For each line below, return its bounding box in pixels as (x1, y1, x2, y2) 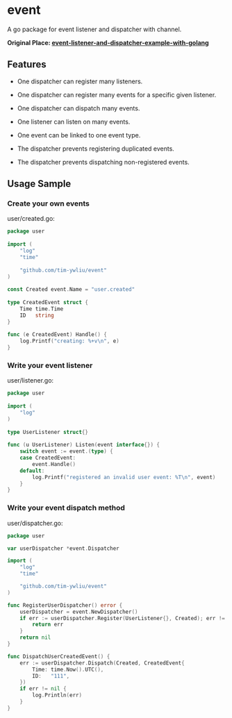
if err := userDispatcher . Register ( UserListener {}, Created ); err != (19, 615, 226, 621)
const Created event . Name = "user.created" (7, 286, 135, 293)
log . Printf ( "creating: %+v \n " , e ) (19, 337, 119, 345)
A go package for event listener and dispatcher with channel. (7, 25, 182, 33)
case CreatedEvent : (19, 454, 76, 462)
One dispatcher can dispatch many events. (17, 103, 140, 112)
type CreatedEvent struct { (7, 299, 89, 306)
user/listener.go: (7, 376, 54, 385)
